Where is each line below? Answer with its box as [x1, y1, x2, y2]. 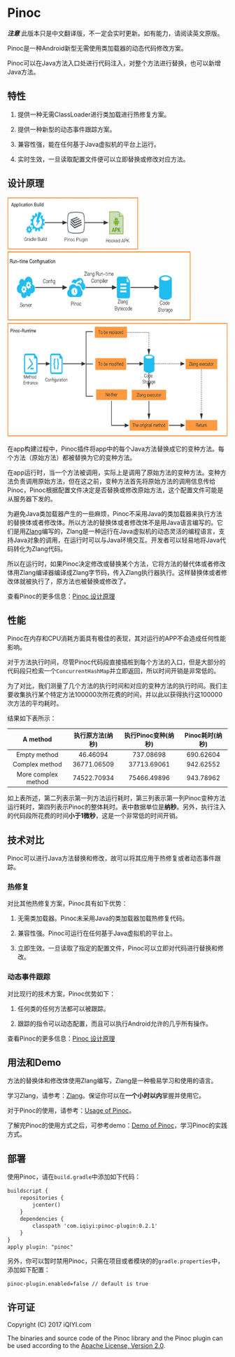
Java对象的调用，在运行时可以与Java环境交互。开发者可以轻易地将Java [13, 536, 220, 544]
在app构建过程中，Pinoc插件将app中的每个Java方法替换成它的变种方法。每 [7, 444, 225, 453]
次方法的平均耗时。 [7, 699, 63, 708]
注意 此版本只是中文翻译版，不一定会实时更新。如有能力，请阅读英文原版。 [7, 29, 224, 37]
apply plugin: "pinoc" [7, 1244, 73, 1251]
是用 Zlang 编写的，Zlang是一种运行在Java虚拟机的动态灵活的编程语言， [13, 527, 219, 535]
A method [22, 735, 52, 743]
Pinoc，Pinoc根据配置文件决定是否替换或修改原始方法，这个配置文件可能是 [7, 486, 224, 494]
